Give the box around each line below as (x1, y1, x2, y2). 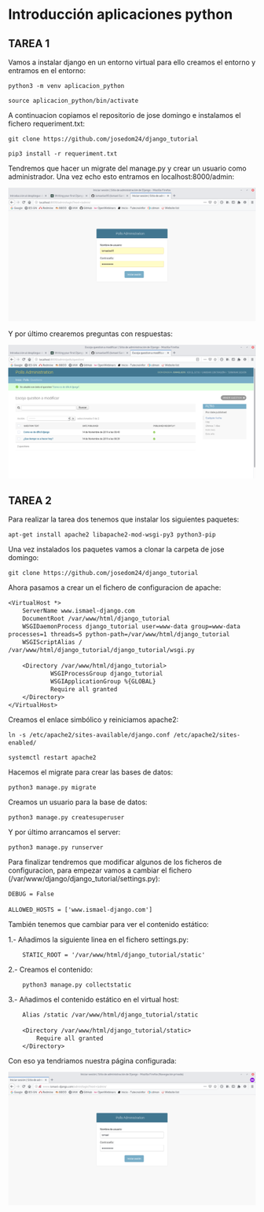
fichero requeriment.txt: (8, 119, 85, 128)
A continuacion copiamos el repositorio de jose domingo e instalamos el (8, 111, 241, 119)
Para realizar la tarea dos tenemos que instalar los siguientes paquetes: (8, 514, 240, 524)
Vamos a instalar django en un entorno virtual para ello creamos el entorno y (8, 57, 256, 67)
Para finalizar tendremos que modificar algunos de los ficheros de (8, 858, 222, 867)
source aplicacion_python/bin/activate (8, 97, 139, 104)
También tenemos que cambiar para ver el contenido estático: (8, 920, 210, 929)
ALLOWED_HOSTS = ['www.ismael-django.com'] (8, 906, 153, 914)
